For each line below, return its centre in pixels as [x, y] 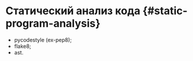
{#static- [165, 11]
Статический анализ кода [73, 11]
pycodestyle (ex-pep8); [43, 40]
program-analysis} [53, 23]
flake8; [22, 46]
